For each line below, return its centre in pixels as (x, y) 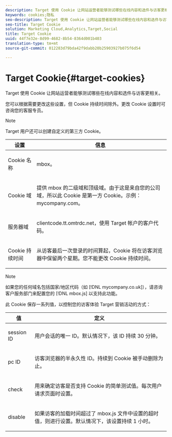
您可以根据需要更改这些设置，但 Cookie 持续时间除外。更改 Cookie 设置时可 (85, 104)
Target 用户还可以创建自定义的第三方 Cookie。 (55, 131)
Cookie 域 (20, 195)
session (17, 332)
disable (17, 417)
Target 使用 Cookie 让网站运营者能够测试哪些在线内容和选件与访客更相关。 (84, 93)
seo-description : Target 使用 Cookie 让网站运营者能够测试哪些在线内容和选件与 (84, 19)
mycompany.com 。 (60, 203)
